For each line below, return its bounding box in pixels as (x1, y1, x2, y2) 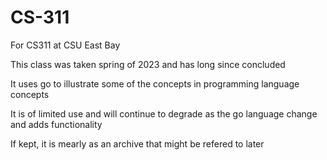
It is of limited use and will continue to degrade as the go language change (10, 107, 318, 120)
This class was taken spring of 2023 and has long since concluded (10, 58, 286, 70)
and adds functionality (10, 118, 103, 130)
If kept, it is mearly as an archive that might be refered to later (10, 137, 265, 150)
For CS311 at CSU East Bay (10, 39, 121, 51)
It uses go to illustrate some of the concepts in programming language (10, 77, 300, 90)
